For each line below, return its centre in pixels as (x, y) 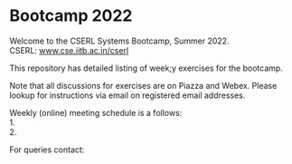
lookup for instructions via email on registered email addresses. (127, 95)
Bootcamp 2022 (71, 16)
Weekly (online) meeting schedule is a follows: (96, 112)
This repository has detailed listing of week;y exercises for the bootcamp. (146, 68)
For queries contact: (47, 150)
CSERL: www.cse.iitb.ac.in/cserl (69, 50)
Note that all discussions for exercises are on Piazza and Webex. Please (143, 85)
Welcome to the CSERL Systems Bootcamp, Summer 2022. (119, 41)
